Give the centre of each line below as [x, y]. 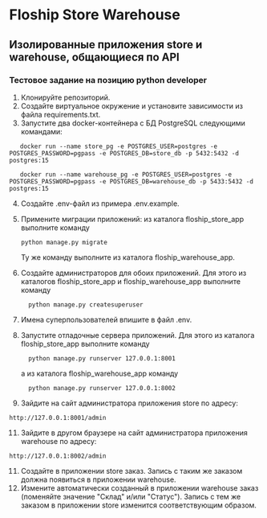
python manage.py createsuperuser [86, 304]
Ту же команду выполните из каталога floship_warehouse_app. [128, 257]
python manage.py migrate [64, 242]
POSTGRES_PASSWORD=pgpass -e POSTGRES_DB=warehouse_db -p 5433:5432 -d [131, 181]
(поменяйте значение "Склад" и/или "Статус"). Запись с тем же [131, 496]
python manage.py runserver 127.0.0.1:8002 [102, 388]
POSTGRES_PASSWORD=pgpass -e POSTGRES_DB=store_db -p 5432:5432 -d [124, 153]
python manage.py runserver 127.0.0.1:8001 [102, 358]
